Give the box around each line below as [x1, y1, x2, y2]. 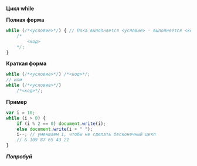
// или [6, 77, 22, 83]
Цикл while [6, 5, 34, 12]
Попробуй [6, 153, 32, 160]
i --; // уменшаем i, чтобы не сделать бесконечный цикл [16, 131, 157, 137]
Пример [6, 98, 28, 105]
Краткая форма [6, 60, 47, 67]
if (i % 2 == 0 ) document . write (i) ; [16, 120, 107, 127]
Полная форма [6, 16, 45, 23]
